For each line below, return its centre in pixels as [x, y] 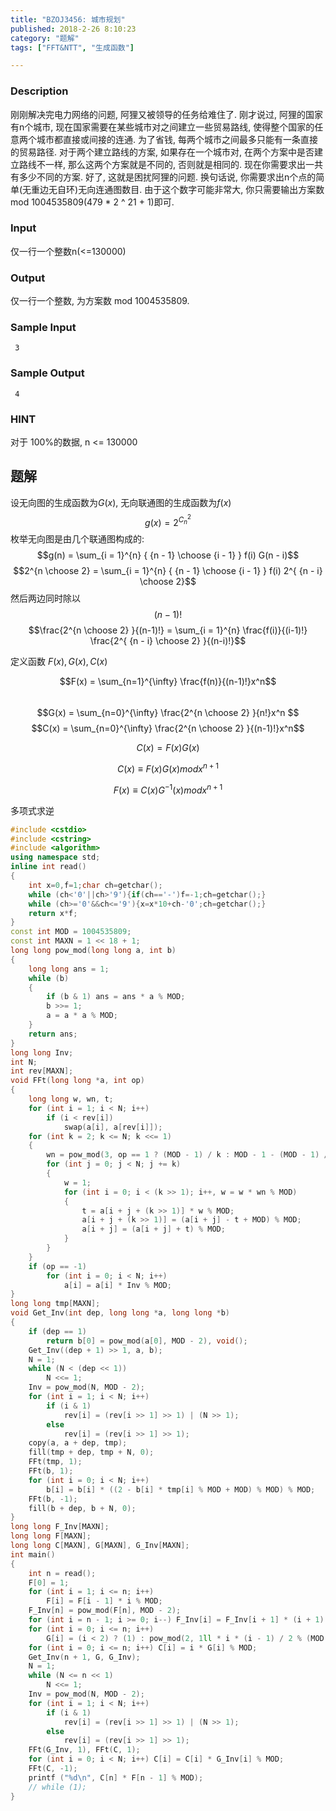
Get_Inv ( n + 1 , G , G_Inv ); [84, 1657]
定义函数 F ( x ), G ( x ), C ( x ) [59, 662]
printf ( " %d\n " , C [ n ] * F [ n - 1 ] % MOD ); [116, 1777]
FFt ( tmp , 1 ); [55, 1462]
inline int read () [48, 867]
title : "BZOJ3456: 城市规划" [68, 19]
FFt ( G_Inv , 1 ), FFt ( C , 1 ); [84, 1750]
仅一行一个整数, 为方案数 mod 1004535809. [100, 301]
